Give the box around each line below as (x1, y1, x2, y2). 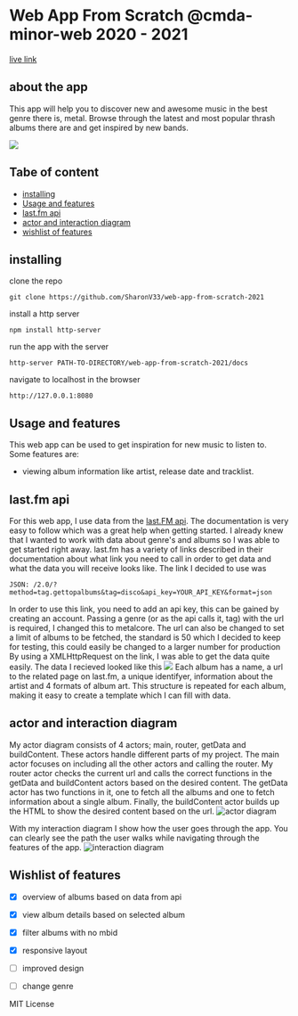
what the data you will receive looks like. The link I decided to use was (9, 563, 267, 573)
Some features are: (9, 449, 80, 460)
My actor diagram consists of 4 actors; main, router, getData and (9, 739, 246, 750)
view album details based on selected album (21, 909, 185, 920)
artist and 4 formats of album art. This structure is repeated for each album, (9, 681, 286, 691)
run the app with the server (9, 341, 109, 352)
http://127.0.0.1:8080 (9, 391, 93, 401)
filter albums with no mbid (21, 927, 118, 938)
